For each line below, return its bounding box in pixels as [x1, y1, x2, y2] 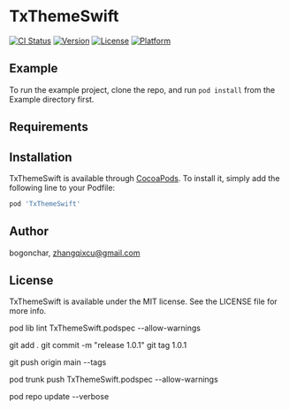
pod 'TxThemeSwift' [9, 199, 81, 209]
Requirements [9, 119, 88, 134]
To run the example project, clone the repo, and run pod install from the [9, 84, 276, 95]
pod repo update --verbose [9, 391, 110, 402]
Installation [9, 149, 72, 164]
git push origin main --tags [9, 357, 107, 368]
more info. [9, 306, 47, 316]
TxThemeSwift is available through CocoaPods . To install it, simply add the [9, 172, 280, 183]
